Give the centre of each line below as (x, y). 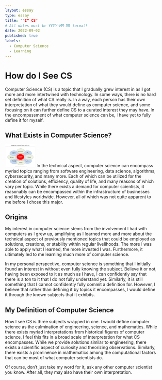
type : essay (17, 15)
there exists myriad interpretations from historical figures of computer (75, 332)
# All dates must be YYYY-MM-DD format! (47, 26)
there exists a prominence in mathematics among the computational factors (81, 353)
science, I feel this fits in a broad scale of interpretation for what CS (72, 337)
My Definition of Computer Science (59, 310)
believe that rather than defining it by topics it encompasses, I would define (80, 290)
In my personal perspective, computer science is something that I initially (78, 264)
